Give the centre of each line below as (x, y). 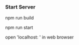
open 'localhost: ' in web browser (39, 37)
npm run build (19, 18)
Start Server (20, 7)
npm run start (19, 27)
